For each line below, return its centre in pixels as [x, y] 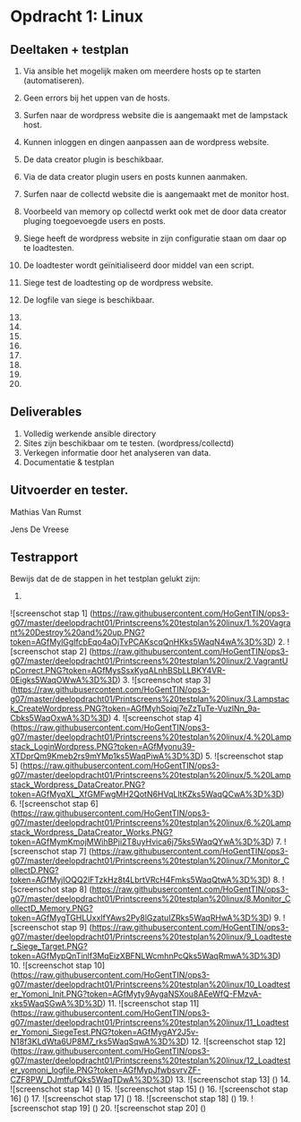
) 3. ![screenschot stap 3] [164, 680]
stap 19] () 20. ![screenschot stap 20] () [133, 1109]
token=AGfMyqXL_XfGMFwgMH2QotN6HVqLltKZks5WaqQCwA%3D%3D [146, 794]
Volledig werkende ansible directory [90, 433]
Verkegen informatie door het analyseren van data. [117, 452]
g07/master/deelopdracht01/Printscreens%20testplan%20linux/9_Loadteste [151, 937]
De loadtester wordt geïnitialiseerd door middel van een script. [138, 265]
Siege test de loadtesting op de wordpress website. [118, 283]
